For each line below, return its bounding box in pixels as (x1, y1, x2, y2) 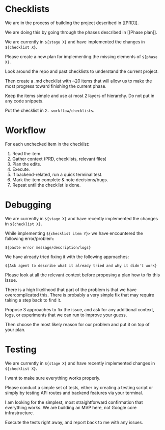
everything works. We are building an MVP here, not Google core (5, 404, 137, 410)
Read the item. (12, 150, 42, 156)
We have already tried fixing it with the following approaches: (5, 254, 129, 260)
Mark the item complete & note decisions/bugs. (12, 176, 108, 183)
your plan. (5, 327, 26, 332)
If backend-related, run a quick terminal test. (12, 171, 103, 177)
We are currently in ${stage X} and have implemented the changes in (5, 38, 145, 45)
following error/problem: (5, 235, 55, 241)
